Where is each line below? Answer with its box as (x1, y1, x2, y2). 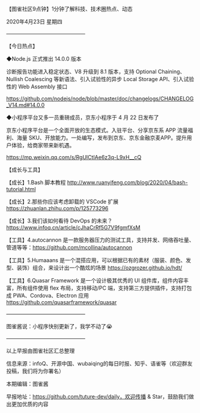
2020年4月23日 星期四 (6, 18, 62, 25)
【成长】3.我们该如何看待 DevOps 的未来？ (6, 217, 113, 224)
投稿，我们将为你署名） (6, 367, 64, 375)
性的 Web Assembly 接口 (6, 83, 68, 90)
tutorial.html (6, 186, 36, 192)
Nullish (6, 76, 23, 82)
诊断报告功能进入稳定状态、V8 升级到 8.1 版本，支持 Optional (6, 68, 157, 75)
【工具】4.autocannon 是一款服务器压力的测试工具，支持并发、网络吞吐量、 (6, 236, 195, 243)
